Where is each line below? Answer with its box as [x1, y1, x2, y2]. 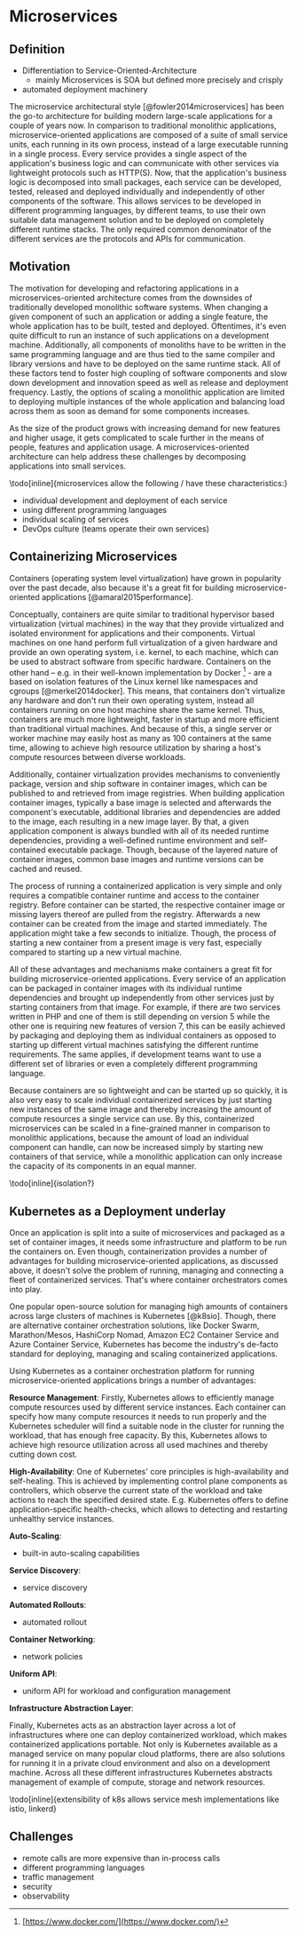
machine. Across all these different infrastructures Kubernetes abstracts [9, 1767, 273, 1779]
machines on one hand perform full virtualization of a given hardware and [9, 637, 278, 648]
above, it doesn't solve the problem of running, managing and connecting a [9, 1265, 285, 1276]
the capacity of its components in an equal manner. [9, 1161, 197, 1171]
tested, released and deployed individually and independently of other [9, 187, 266, 196]
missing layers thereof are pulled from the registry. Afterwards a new [9, 909, 261, 920]
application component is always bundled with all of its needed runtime [9, 826, 270, 836]
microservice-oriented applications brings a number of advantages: [9, 1375, 257, 1386]
